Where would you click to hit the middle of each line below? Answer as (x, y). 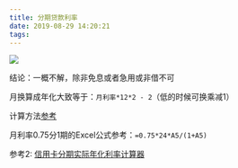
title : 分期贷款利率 (44, 18)
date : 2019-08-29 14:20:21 (60, 26)
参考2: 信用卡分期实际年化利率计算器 (77, 155)
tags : (19, 34)
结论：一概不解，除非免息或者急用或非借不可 (92, 78)
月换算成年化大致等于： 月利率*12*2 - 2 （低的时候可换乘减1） (122, 97)
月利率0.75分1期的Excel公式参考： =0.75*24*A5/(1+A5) (109, 135)
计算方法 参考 (33, 116)
